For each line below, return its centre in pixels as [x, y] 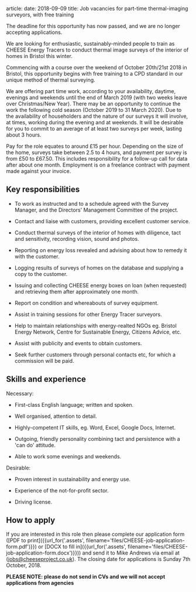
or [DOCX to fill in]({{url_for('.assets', [82, 547]
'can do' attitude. [35, 445]
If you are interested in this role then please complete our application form [95, 534]
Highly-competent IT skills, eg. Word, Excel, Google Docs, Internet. [95, 427]
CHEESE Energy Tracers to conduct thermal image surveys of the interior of [97, 50]
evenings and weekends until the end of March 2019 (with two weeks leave [97, 97]
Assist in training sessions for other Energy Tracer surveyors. [88, 314]
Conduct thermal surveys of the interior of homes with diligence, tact [98, 232]
